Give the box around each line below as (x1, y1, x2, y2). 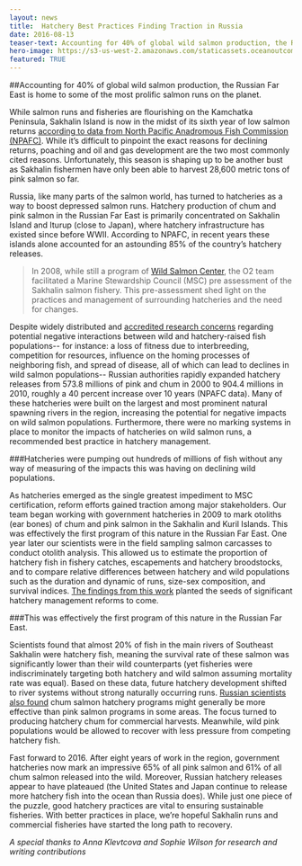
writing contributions (9, 846, 87, 857)
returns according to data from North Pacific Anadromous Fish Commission (9, 126, 289, 136)
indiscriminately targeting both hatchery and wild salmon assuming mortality (9, 668, 293, 679)
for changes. (31, 304, 79, 315)
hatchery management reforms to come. (9, 595, 159, 605)
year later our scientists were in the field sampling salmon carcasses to (9, 538, 272, 549)
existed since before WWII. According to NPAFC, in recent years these (9, 229, 270, 239)
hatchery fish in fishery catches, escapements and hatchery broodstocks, (9, 557, 283, 567)
